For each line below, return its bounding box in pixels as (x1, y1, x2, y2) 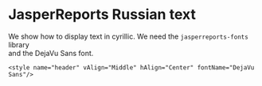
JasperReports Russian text (8, 6, 197, 24)
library (8, 39, 29, 49)
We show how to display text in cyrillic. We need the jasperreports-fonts (8, 32, 248, 41)
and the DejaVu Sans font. (8, 48, 94, 58)
